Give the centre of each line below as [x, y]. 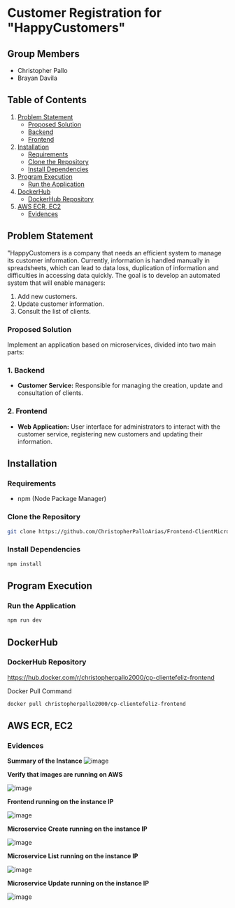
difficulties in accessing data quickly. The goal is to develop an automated [114, 275]
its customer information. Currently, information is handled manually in [108, 260]
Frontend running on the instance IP [60, 802]
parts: [16, 352]
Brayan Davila [37, 78]
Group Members [44, 54]
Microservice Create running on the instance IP [78, 829]
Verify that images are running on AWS [65, 775]
